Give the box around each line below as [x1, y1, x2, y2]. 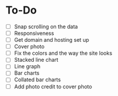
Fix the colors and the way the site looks [14, 49, 113, 57]
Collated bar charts [14, 76, 61, 83]
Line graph [14, 63, 41, 70]
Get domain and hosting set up [14, 37, 89, 44]
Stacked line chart [14, 57, 58, 64]
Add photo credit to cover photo [14, 83, 93, 90]
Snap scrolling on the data [14, 23, 78, 30]
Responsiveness [14, 30, 54, 37]
